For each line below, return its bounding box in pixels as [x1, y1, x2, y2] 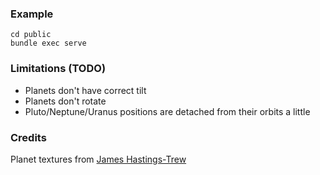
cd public [10, 30, 52, 40]
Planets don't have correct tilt [24, 84, 147, 96]
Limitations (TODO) [10, 62, 107, 76]
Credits [10, 130, 47, 144]
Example [10, 7, 54, 21]
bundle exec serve [10, 38, 87, 49]
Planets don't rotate [24, 95, 107, 107]
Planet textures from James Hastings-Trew [10, 153, 187, 165]
